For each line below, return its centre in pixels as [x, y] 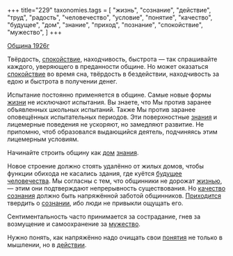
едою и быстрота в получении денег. [62, 81]
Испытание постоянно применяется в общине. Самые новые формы [109, 95]
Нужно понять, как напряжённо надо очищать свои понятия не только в [115, 237]
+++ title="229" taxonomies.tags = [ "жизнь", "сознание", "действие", [109, 10]
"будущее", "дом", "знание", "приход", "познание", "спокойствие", [105, 25]
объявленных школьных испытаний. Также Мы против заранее [102, 110]
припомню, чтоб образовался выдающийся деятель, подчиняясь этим [112, 132]
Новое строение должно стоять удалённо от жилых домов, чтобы [105, 166]
